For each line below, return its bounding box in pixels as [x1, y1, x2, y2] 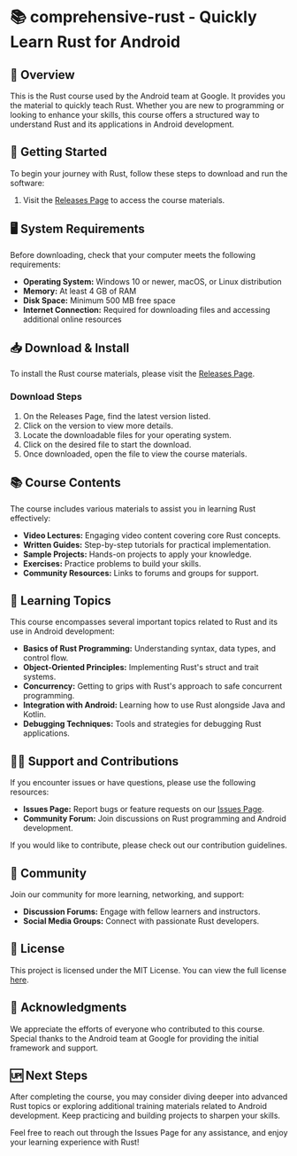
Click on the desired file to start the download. [22, 439, 192, 449]
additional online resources [22, 314, 122, 324]
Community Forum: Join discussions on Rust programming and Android [22, 813, 286, 824]
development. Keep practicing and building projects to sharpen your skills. [10, 1110, 281, 1121]
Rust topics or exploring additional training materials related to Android [10, 1101, 268, 1112]
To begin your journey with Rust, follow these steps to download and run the [10, 168, 288, 178]
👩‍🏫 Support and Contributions [10, 754, 179, 769]
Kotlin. [22, 709, 47, 720]
